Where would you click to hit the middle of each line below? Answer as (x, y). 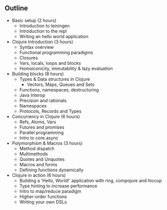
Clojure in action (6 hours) (39, 175)
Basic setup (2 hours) (34, 20)
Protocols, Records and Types (50, 111)
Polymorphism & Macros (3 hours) (47, 143)
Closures (28, 58)
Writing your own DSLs (43, 202)
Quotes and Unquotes (42, 159)
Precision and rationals (43, 100)
